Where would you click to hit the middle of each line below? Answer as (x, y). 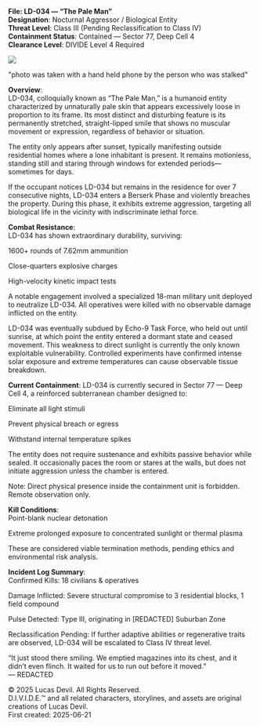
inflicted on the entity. (43, 313)
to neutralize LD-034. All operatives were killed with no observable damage (130, 305)
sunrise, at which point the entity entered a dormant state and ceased (121, 336)
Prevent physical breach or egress (63, 424)
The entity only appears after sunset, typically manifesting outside (115, 147)
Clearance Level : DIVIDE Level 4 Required (76, 45)
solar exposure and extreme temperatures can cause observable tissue (123, 361)
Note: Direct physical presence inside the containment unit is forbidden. (124, 486)
